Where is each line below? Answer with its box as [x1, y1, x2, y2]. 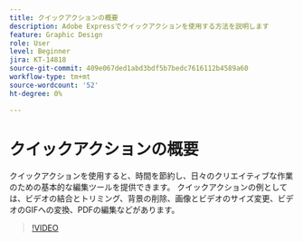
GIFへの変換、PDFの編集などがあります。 [24, 205, 180, 216]
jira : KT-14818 [9, 55, 67, 64]
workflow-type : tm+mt [9, 73, 91, 82]
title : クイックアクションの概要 [9, 13, 119, 23]
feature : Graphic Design [9, 30, 103, 39]
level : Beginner [9, 47, 71, 56]
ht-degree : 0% [9, 89, 63, 98]
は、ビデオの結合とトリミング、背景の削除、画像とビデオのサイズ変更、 [9, 193, 279, 204]
